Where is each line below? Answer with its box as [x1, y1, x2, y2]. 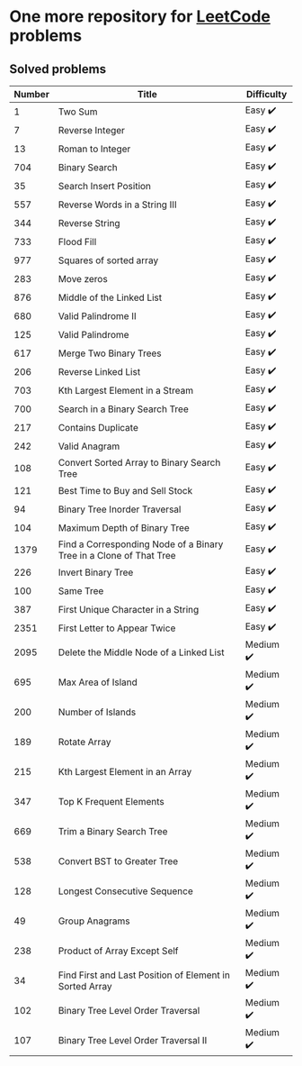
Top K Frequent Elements [58, 795, 164, 807]
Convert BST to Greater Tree [58, 854, 179, 867]
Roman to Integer [58, 142, 131, 155]
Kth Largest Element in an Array [58, 765, 192, 778]
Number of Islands [58, 706, 137, 718]
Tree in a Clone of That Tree [58, 550, 177, 561]
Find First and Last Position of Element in [58, 969, 231, 981]
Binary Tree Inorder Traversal [58, 503, 182, 515]
